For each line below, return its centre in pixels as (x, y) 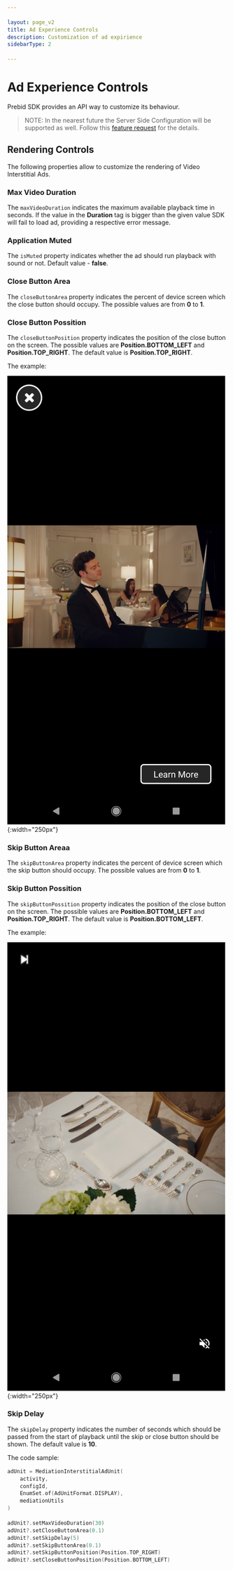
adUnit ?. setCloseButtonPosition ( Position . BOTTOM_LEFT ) (89, 1560)
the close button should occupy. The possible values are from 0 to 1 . (106, 304)
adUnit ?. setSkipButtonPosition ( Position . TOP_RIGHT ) (84, 1552)
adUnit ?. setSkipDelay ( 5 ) (43, 1538)
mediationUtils (42, 1501)
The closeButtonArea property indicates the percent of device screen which (116, 296)
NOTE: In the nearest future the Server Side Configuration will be (118, 120)
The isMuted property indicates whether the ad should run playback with (112, 256)
